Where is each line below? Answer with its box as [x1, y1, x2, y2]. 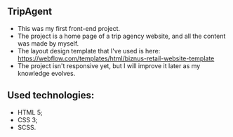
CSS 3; [17, 115, 38, 124]
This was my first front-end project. [17, 24, 121, 32]
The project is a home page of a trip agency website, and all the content [17, 32, 226, 40]
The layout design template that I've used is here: [17, 46, 161, 55]
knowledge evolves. [17, 69, 76, 77]
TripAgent [7, 6, 53, 18]
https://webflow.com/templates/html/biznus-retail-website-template [17, 54, 215, 63]
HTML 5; [17, 108, 44, 117]
